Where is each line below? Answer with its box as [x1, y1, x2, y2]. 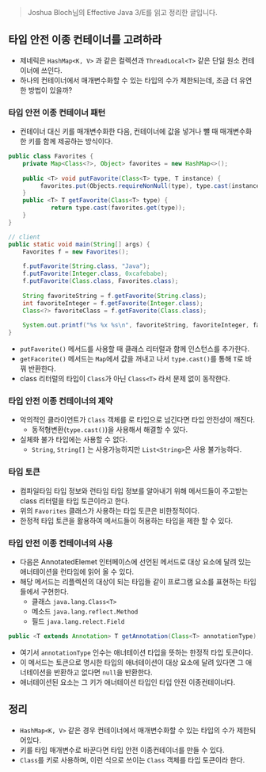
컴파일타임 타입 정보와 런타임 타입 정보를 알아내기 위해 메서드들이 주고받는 [19, 486, 249, 495]
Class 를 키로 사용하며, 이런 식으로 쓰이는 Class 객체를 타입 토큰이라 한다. [19, 755, 245, 764]
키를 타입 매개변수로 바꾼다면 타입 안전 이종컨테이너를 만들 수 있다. [19, 745, 225, 755]
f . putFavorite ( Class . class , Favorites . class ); [22, 277, 179, 285]
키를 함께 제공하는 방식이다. [28, 136, 113, 146]
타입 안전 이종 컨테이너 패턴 [8, 107, 106, 118]
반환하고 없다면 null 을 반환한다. [54, 667, 153, 677]
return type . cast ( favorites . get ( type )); [50, 204, 186, 212]
